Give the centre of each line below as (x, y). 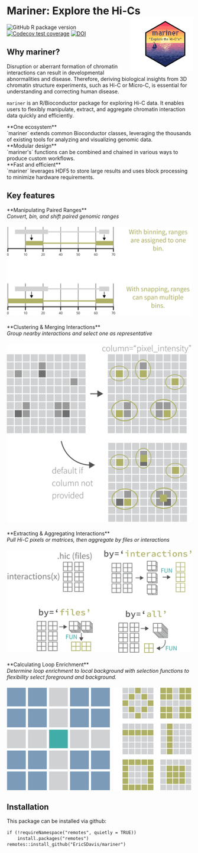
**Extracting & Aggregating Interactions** (58, 533)
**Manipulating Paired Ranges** (47, 210)
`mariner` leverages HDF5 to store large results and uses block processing (97, 171)
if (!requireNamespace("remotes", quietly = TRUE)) (72, 833)
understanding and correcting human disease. (63, 91)
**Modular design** (32, 145)
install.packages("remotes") (53, 839)
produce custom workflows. (41, 158)
